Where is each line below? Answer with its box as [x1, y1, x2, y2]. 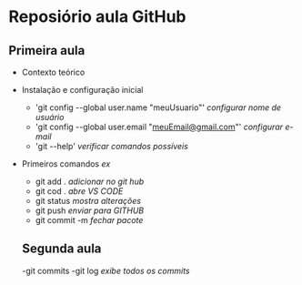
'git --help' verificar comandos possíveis [35, 141, 188, 151]
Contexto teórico [21, 66, 86, 77]
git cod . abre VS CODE [35, 186, 124, 197]
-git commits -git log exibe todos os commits [21, 265, 190, 276]
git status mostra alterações [35, 196, 142, 206]
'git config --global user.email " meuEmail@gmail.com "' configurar [35, 121, 284, 132]
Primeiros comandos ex [21, 158, 111, 169]
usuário [35, 112, 65, 122]
